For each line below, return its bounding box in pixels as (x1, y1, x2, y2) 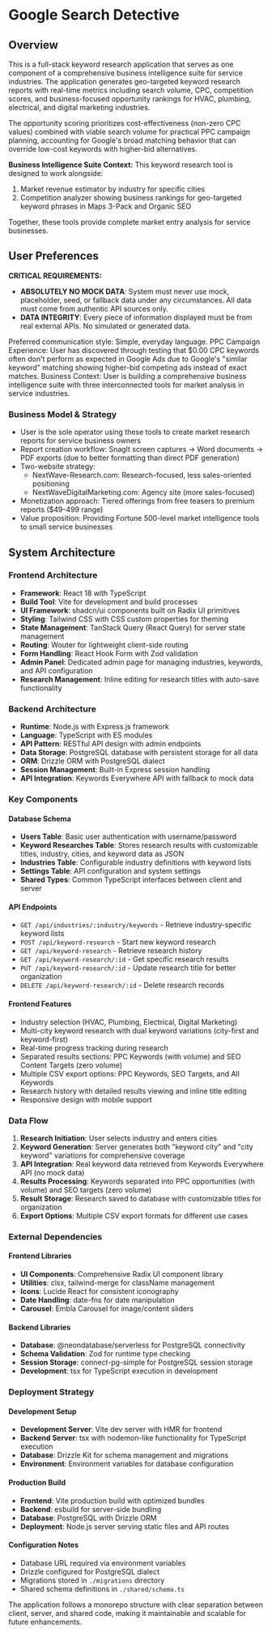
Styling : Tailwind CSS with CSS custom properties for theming (19, 614, 229, 624)
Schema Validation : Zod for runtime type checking (19, 1349, 190, 1359)
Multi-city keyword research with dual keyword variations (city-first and (19, 1025, 259, 1035)
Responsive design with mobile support (19, 1094, 152, 1104)
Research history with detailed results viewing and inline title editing (19, 1085, 247, 1096)
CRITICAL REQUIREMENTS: (8, 270, 103, 281)
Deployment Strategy (8, 1386, 95, 1398)
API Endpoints (8, 902, 57, 912)
